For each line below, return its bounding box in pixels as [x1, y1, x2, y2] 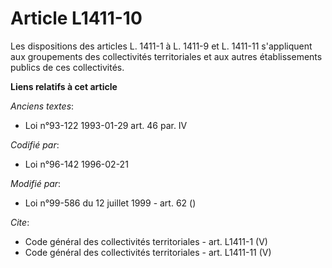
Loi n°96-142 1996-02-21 [24, 158, 129, 170]
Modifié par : [10, 177, 62, 189]
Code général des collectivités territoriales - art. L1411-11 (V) [24, 246, 272, 258]
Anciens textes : [10, 100, 75, 112]
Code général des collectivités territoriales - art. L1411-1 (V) [24, 235, 268, 247]
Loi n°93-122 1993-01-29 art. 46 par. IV [24, 119, 188, 131]
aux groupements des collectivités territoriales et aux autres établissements [10, 50, 323, 62]
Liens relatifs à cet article [10, 80, 118, 92]
